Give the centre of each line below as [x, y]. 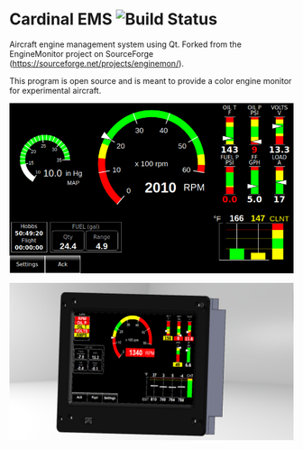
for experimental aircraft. [55, 90]
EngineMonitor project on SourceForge [82, 53]
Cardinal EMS [61, 19]
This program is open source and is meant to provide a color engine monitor [151, 80]
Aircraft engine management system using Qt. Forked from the [125, 44]
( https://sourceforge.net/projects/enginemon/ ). [97, 63]
